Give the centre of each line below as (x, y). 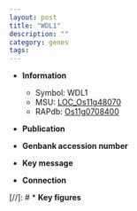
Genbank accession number (75, 146)
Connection (44, 180)
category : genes (39, 42)
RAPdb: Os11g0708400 (77, 112)
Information (44, 75)
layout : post (33, 17)
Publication (43, 129)
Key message (47, 163)
